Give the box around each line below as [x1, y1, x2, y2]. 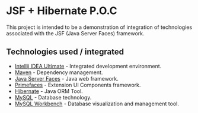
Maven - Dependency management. [14, 69, 103, 76]
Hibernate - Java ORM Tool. [14, 87, 83, 95]
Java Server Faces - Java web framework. [14, 75, 119, 82]
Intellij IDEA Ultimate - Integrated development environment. [14, 62, 162, 69]
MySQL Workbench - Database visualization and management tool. [14, 100, 179, 107]
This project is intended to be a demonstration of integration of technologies [6, 24, 193, 31]
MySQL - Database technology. [14, 94, 92, 101]
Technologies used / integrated [6, 47, 124, 57]
